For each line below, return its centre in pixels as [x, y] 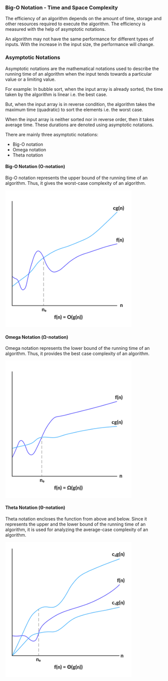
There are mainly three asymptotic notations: [52, 134]
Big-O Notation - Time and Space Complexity [62, 8]
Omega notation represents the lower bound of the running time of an [77, 348]
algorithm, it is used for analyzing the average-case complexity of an [77, 530]
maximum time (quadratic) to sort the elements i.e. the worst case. [74, 110]
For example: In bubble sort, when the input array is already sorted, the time [84, 89]
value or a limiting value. [31, 79]
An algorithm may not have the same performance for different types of [79, 39]
